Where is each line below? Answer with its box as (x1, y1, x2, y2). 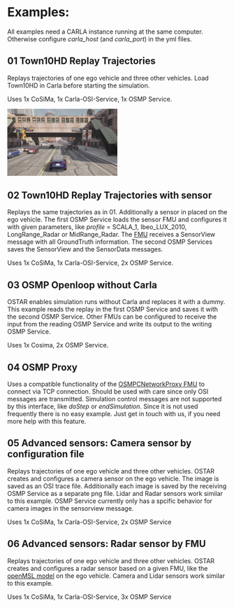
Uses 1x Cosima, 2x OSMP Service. (7, 341, 109, 350)
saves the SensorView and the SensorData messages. (7, 245, 163, 254)
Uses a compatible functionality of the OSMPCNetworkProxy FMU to (7, 380, 205, 388)
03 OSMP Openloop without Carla (7, 279, 157, 291)
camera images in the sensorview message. (7, 504, 134, 512)
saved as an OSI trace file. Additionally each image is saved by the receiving (7, 481, 227, 490)
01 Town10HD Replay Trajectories (7, 55, 156, 67)
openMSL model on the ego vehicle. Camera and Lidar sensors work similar (7, 572, 226, 580)
